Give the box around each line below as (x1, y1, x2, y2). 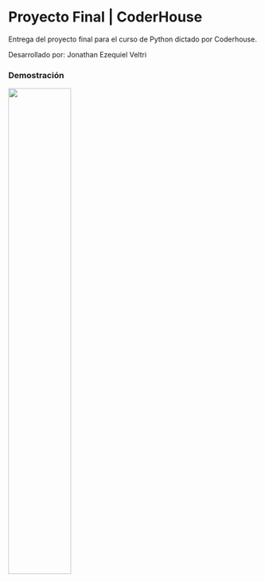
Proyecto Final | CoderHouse (8, 8, 203, 26)
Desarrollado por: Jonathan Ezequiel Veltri (8, 49, 147, 59)
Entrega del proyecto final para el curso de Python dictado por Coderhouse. (8, 34, 257, 44)
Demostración (8, 69, 64, 81)
